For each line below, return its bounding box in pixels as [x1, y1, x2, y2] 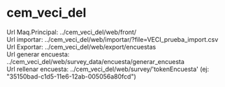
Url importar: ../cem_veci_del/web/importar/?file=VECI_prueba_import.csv [6, 35, 219, 43]
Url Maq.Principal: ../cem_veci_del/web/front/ [6, 28, 137, 36]
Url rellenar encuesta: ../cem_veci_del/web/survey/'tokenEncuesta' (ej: [6, 65, 210, 73]
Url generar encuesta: [6, 50, 70, 58]
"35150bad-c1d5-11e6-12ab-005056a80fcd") [6, 72, 137, 81]
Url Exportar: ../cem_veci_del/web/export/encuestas [6, 42, 157, 51]
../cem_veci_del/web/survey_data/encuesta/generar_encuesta [6, 57, 184, 65]
